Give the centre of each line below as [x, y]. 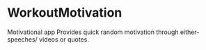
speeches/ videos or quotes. [48, 39]
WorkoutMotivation [65, 13]
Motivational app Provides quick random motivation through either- [103, 32]
